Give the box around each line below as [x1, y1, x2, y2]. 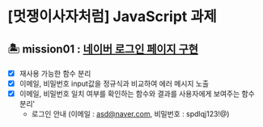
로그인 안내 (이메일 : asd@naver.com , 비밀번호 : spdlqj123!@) [31, 109, 230, 119]
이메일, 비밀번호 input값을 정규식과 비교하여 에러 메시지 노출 [19, 78, 210, 89]
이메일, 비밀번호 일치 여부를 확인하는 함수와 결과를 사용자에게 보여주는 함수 [19, 89, 256, 99]
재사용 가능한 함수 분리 [19, 69, 91, 78]
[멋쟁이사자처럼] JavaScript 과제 [7, 7, 217, 26]
